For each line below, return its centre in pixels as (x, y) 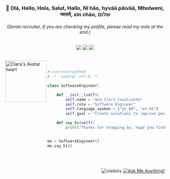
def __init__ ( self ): (78, 95)
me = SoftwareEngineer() (73, 141)
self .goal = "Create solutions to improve (111, 114)
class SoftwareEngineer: (73, 86)
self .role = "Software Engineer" (101, 104)
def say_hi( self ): (76, 123)
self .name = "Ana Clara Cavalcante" (104, 99)
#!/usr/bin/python (67, 72)
